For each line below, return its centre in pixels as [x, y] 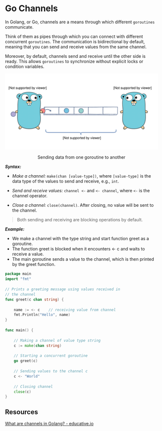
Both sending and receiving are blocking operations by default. [80, 220]
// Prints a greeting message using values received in [63, 289]
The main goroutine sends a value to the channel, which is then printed [83, 259]
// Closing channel [33, 386]
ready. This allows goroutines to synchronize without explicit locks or [74, 61]
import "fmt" [18, 279]
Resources [22, 412]
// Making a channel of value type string [57, 340]
